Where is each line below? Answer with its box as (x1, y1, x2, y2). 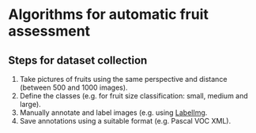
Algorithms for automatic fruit (8, 6, 209, 24)
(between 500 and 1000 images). (19, 83, 128, 92)
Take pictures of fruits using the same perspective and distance (19, 75, 228, 83)
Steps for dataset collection (8, 54, 148, 67)
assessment (8, 22, 91, 40)
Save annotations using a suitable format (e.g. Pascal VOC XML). (19, 116, 232, 125)
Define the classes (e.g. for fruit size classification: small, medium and (19, 91, 249, 100)
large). (19, 100, 41, 109)
